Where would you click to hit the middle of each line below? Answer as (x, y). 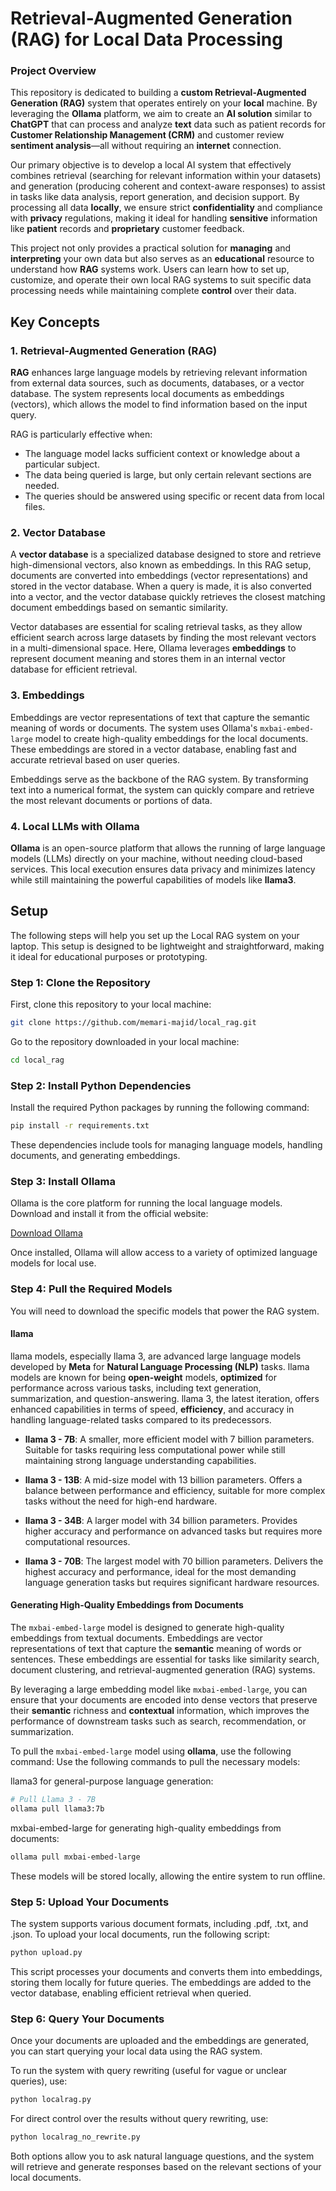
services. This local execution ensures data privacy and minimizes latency (163, 869)
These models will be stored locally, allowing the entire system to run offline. (168, 1876)
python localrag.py (51, 2100)
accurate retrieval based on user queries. (95, 759)
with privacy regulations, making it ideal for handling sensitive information (164, 218)
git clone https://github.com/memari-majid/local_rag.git (133, 1023)
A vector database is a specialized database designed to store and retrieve (166, 554)
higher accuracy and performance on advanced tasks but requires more (173, 1531)
